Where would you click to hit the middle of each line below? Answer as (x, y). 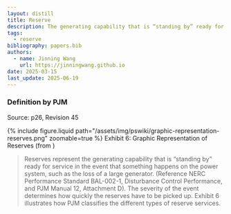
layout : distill (30, 14)
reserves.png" (28, 138)
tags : (15, 33)
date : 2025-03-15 (32, 71)
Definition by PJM (37, 102)
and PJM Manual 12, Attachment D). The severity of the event (111, 188)
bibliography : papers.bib (44, 46)
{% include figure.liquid (40, 131)
